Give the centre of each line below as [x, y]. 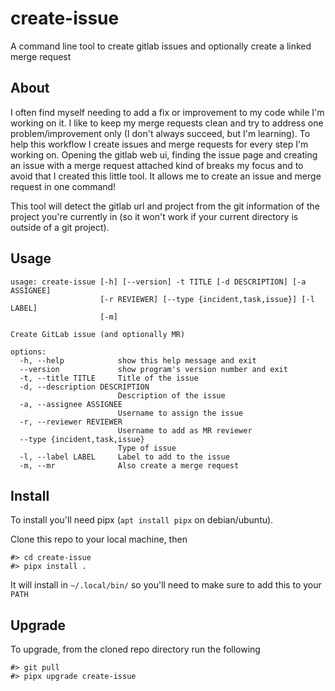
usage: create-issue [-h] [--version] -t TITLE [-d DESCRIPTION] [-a [158, 282]
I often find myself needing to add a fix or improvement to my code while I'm [167, 112]
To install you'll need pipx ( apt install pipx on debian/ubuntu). [142, 520]
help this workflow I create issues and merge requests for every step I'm [159, 144]
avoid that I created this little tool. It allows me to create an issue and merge [166, 176]
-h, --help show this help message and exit [138, 360]
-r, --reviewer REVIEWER [71, 422]
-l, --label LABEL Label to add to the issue [124, 457]
